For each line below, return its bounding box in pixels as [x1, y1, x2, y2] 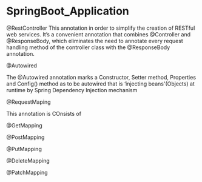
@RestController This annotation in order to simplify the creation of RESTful [6, 24, 195, 32]
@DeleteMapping [6, 157, 50, 164]
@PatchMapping [6, 169, 48, 176]
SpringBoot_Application [6, 4, 129, 18]
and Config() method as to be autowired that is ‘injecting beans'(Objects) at [6, 80, 195, 87]
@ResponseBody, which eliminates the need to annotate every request [6, 37, 183, 44]
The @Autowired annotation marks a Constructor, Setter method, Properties [6, 73, 196, 81]
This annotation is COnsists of [6, 110, 82, 117]
